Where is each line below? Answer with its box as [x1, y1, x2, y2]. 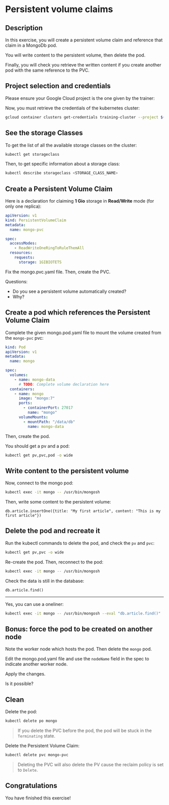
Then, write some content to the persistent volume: [5, 499, 112, 505]
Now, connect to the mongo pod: [5, 480, 73, 486]
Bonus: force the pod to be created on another [5, 625, 153, 633]
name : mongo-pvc [10, 227, 44, 232]
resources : [10, 251, 33, 256]
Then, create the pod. [5, 433, 50, 439]
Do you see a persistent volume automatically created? [12, 288, 127, 294]
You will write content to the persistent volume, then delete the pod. [5, 52, 146, 58]
